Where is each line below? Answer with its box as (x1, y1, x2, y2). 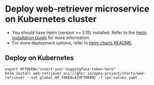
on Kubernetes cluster (5, 14, 97, 25)
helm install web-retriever (5, 71, 62, 76)
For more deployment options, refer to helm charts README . (12, 40, 133, 45)
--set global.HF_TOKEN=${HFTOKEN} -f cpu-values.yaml (26, 75, 138, 80)
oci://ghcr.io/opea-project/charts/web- (63, 71, 146, 76)
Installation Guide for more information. (12, 35, 91, 41)
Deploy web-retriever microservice (5, 3, 150, 14)
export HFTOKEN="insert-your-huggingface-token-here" (5, 67, 116, 71)
